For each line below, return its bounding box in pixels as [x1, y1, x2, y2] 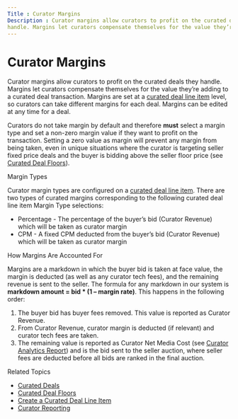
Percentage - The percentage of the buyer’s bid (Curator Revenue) [17, 215, 212, 224]
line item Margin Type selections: [7, 201, 104, 209]
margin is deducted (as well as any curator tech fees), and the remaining [7, 272, 219, 281]
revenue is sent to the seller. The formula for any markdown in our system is [7, 280, 229, 289]
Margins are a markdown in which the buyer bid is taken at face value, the [7, 265, 223, 273]
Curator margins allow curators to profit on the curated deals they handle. [7, 77, 222, 86]
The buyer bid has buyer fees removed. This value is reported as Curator [17, 309, 230, 317]
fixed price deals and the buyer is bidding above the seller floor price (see [7, 151, 223, 160]
